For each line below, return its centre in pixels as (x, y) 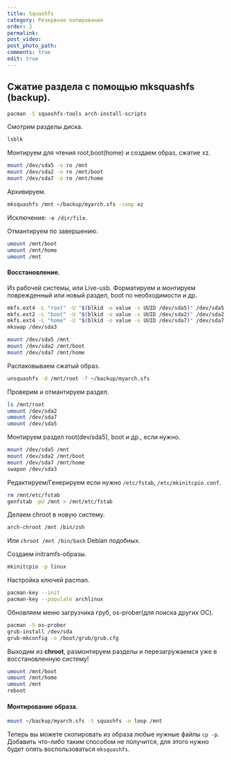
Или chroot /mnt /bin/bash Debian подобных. (74, 541)
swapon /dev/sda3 (32, 469)
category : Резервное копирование (55, 20)
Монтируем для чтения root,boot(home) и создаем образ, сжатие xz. (109, 153)
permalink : (23, 33)
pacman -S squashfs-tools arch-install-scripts (77, 114)
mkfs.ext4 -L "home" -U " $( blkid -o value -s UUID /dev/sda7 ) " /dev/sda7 (116, 321)
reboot (17, 691)
